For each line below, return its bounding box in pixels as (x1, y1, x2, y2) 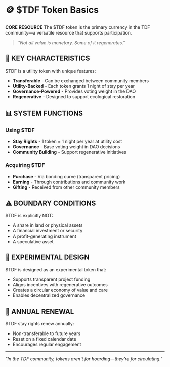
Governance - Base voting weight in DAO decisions (12, 144, 120, 150)
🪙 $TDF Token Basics (5, 4, 99, 16)
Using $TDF (5, 127, 35, 134)
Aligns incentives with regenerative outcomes (12, 282, 108, 288)
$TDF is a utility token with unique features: (5, 68, 96, 74)
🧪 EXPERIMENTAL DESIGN (5, 253, 90, 261)
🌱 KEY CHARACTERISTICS (5, 54, 90, 63)
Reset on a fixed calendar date (12, 336, 77, 342)
